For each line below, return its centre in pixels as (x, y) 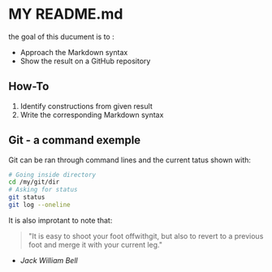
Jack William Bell (49, 260)
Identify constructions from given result (86, 106)
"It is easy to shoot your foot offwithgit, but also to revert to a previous (146, 235)
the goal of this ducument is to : (62, 37)
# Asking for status (43, 190)
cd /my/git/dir (34, 182)
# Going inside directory (52, 175)
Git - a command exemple (75, 140)
